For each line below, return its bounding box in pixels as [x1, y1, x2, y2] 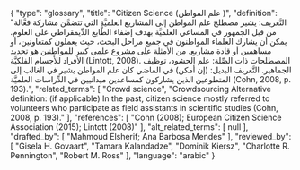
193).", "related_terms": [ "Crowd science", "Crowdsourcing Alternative [10, 84, 272, 94]
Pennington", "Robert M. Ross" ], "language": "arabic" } [10, 150, 216, 160]
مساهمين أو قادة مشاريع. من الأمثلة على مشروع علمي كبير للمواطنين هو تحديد [10, 46, 272, 56]
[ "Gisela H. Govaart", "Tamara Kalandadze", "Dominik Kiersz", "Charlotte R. [10, 140, 290, 151]
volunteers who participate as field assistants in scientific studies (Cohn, [10, 103, 278, 113]
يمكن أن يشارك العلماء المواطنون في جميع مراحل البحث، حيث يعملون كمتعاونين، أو [10, 36, 287, 47]
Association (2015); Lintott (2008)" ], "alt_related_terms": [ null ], [10, 122, 249, 132]
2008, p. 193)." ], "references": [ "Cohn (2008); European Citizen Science [10, 112, 282, 123]
